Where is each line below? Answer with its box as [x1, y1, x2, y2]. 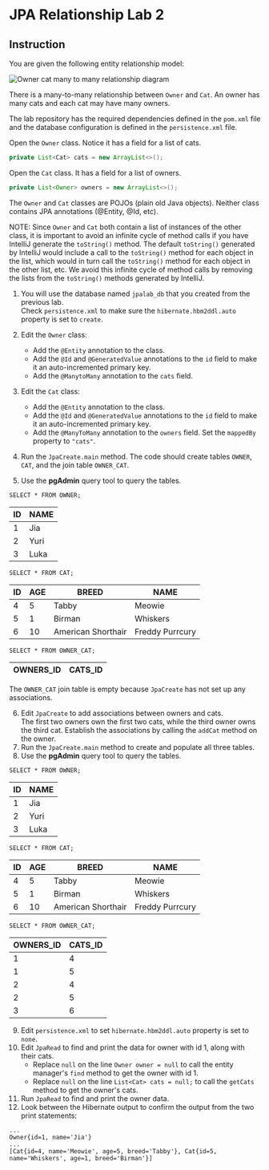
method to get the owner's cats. [32, 1085, 139, 1095]
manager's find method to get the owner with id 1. [32, 1068, 199, 1078]
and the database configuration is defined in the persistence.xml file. [9, 123, 238, 132]
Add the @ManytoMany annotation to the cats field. [32, 370, 193, 380]
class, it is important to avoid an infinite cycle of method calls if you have [9, 230, 249, 240]
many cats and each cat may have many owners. [9, 99, 171, 107]
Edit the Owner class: [20, 330, 87, 339]
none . [20, 1034, 38, 1043]
